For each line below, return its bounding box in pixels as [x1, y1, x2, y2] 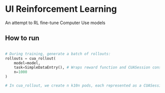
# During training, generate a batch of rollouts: [5, 51, 111, 56]
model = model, [14, 61, 41, 65]
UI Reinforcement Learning [5, 3, 117, 15]
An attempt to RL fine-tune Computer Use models [5, 20, 106, 26]
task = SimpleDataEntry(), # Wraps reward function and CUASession [14, 65, 151, 70]
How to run [5, 34, 40, 42]
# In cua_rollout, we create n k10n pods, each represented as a [5, 83, 141, 88]
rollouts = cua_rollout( [5, 56, 56, 61]
